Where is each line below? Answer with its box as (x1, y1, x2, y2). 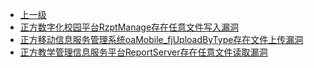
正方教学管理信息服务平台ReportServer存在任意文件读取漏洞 (19, 46, 268, 58)
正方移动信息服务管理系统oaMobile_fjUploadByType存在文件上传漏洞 (19, 34, 304, 45)
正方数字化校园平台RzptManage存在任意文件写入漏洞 (19, 21, 240, 33)
